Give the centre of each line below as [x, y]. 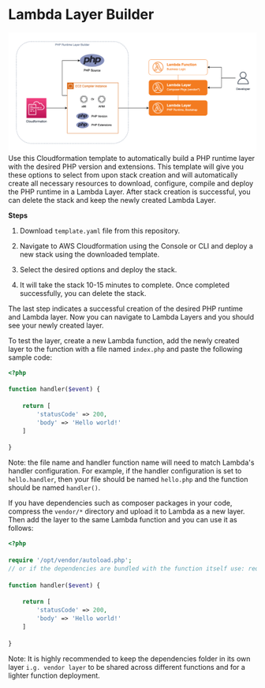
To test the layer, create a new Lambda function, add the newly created [124, 340]
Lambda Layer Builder [81, 15]
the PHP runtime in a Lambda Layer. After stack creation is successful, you [129, 192]
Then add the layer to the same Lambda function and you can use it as [123, 520]
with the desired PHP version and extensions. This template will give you [126, 166]
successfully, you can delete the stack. [83, 293]
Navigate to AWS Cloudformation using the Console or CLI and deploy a [136, 245]
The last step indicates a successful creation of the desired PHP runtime [125, 308]
